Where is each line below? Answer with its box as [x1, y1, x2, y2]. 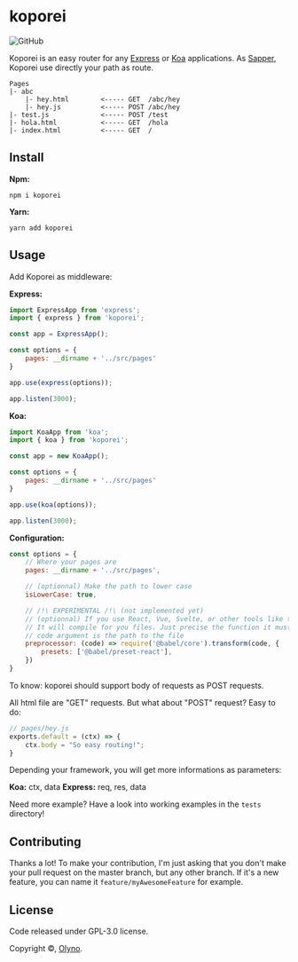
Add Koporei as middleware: [9, 271, 113, 281]
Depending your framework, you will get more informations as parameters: [9, 765, 282, 776]
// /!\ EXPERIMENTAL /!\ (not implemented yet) [25, 606, 204, 615]
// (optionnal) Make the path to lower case [25, 582, 192, 591]
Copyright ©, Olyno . [9, 943, 82, 954]
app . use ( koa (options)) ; [9, 500, 98, 509]
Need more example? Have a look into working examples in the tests [9, 799, 262, 809]
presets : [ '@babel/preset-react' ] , [41, 648, 173, 657]
